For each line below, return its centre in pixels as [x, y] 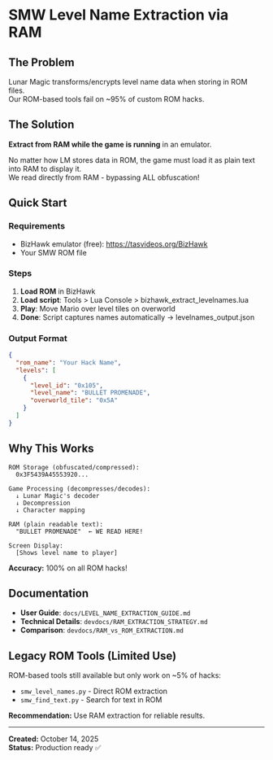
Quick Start [38, 203]
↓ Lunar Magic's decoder [58, 496]
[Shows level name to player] [67, 553]
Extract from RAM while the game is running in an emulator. [110, 144]
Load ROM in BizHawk [58, 291]
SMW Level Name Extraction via [119, 15]
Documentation [49, 594]
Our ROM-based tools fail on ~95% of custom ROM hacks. [106, 99]
